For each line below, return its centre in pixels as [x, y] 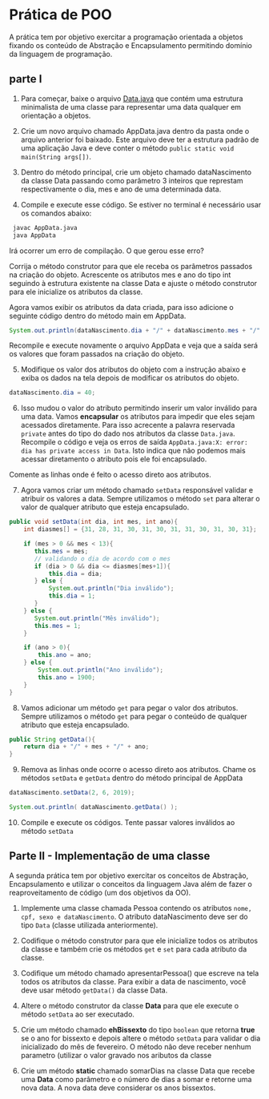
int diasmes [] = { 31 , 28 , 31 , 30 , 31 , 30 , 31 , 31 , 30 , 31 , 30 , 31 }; [140, 529]
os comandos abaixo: [56, 213]
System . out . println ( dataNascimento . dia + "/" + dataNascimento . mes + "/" [135, 330]
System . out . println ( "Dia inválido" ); [111, 589]
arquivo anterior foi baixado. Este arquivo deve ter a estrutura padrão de [140, 139]
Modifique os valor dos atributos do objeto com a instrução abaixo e [133, 369]
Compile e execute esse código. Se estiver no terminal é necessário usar [141, 204]
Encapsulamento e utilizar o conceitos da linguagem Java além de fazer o [131, 884]
